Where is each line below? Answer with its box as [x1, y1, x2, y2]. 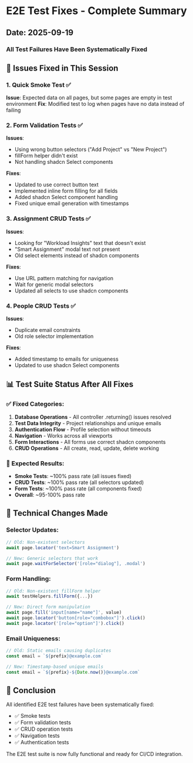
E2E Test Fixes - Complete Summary [6, 4, 187, 18]
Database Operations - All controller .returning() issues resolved [14, 413, 172, 421]
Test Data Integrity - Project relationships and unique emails [14, 419, 161, 426]
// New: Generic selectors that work [6, 555, 99, 562]
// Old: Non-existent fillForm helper [6, 588, 101, 594]
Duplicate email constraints [14, 327, 81, 334]
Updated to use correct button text [14, 181, 99, 189]
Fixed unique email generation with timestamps [14, 200, 129, 207]
